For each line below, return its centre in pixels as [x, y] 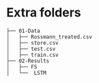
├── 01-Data [23, 31]
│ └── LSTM [27, 73]
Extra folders [44, 13]
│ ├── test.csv [31, 49]
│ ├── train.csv [32, 55]
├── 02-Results [28, 61]
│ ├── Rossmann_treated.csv [49, 37]
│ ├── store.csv [32, 43]
